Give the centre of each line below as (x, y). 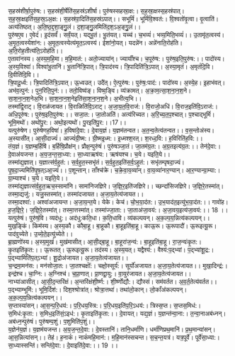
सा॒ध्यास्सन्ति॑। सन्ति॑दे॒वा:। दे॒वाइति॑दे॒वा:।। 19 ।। (63, 345)
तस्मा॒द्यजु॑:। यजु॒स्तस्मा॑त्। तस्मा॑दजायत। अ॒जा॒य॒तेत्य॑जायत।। (76, 194)
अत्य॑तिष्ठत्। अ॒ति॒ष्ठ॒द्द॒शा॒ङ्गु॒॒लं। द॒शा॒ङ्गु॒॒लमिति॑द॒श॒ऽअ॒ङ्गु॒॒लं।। (75, 27)
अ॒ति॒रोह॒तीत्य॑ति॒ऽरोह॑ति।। (35, 51)
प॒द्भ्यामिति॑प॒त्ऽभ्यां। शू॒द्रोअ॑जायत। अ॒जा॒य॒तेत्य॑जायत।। (68, 258)
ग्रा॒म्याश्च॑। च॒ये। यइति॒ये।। (38, 178)
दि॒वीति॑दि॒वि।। (24, 75)
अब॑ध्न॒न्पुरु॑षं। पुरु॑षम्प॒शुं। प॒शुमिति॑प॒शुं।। (52, 321)
